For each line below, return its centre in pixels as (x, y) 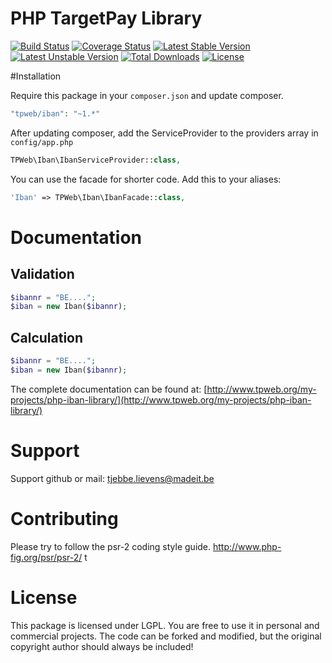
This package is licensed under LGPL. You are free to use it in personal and (165, 625)
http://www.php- (247, 546)
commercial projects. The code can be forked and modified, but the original (166, 636)
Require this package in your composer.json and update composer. (147, 95)
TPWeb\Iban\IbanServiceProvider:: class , (96, 160)
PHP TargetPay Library (106, 18)
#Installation (36, 76)
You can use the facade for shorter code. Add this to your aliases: (146, 179)
